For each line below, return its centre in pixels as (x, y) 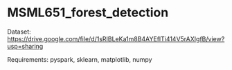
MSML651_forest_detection (88, 13)
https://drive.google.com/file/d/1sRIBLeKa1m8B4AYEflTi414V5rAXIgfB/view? (116, 38)
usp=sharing (25, 46)
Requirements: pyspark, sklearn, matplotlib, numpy (80, 59)
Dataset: (19, 32)
